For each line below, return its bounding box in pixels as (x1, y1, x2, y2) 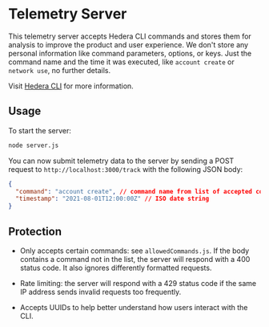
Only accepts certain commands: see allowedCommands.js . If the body (19, 246, 250, 255)
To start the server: (8, 125, 72, 135)
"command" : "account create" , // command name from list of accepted (15, 187, 253, 195)
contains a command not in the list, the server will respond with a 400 (19, 254, 251, 264)
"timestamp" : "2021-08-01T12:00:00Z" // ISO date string (15, 194, 210, 203)
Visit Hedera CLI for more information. (8, 81, 134, 91)
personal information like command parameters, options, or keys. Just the (8, 48, 252, 58)
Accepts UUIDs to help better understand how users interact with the (19, 302, 248, 312)
